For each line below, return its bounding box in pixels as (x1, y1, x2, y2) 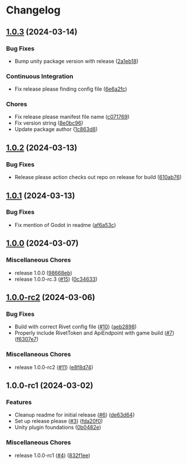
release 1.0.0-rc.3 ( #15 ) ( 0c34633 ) (14, 276, 98, 283)
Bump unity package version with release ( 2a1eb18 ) (14, 57, 139, 64)
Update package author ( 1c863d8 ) (14, 126, 98, 133)
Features (6, 398, 32, 406)
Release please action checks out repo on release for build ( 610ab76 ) (14, 174, 182, 181)
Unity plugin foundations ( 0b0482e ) (14, 424, 101, 431)
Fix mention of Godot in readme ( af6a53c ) (14, 221, 116, 228)
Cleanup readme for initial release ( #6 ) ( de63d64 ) (14, 411, 135, 418)
